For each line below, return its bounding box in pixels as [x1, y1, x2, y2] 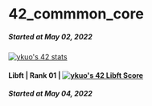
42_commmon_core [8, 5, 145, 23]
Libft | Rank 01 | [8, 70, 61, 80]
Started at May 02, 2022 [8, 31, 92, 41]
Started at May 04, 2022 [8, 89, 92, 99]
